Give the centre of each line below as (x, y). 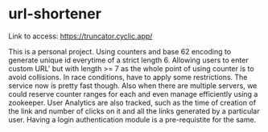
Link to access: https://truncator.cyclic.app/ (80, 36)
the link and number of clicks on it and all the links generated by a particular (134, 111)
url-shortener (55, 14)
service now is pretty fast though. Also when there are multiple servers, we (133, 86)
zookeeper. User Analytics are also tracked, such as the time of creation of (132, 102)
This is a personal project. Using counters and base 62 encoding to (120, 51)
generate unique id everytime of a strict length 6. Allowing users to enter (128, 60)
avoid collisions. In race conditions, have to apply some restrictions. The (128, 77)
